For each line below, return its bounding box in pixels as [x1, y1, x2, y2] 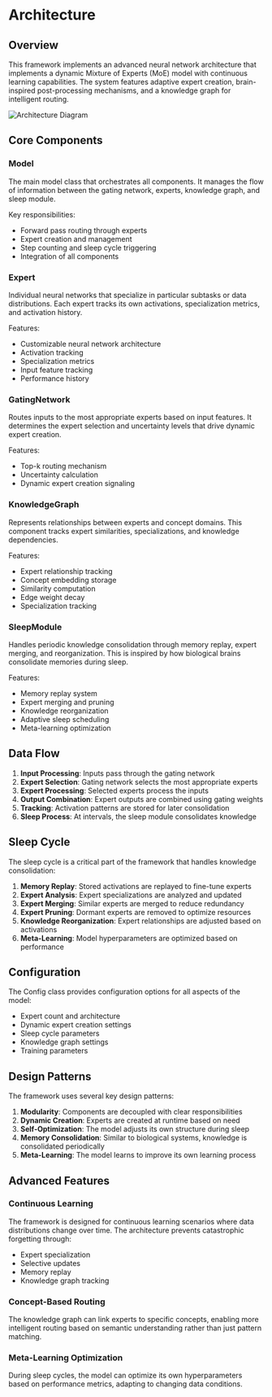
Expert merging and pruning [19, 697, 115, 707]
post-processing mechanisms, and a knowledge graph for [37, 85, 231, 95]
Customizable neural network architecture [19, 339, 162, 348]
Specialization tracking [19, 601, 97, 611]
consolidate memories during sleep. [8, 657, 128, 667]
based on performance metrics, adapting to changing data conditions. [8, 1379, 243, 1389]
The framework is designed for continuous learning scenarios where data [8, 1216, 254, 1226]
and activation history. [8, 307, 83, 317]
